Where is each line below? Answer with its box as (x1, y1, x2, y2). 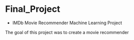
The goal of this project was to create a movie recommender (5, 29, 129, 35)
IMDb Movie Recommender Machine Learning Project (12, 20, 123, 26)
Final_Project (5, 3, 61, 15)
